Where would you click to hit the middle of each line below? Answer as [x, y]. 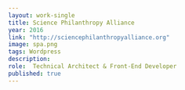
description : [29, 59]
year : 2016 [26, 30]
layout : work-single [42, 15]
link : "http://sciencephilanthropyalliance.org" [89, 37]
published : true [34, 74]
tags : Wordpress [34, 52]
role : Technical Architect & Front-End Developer [92, 67]
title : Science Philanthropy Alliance [71, 23]
